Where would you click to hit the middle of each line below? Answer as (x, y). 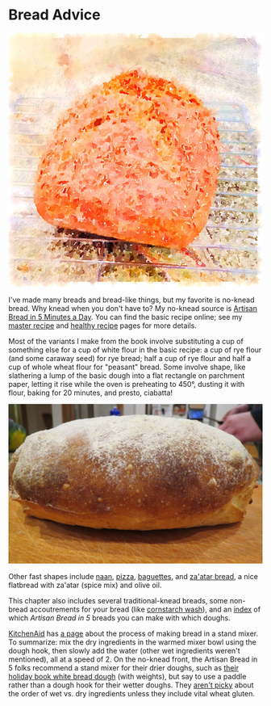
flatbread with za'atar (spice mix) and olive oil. (85, 585)
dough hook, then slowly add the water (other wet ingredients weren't (124, 651)
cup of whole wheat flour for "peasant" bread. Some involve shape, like (127, 367)
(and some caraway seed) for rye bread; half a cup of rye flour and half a (130, 359)
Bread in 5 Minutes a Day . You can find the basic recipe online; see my (125, 317)
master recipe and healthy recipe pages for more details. (103, 326)
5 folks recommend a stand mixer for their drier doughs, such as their (124, 668)
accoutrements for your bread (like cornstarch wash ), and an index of (145, 609)
